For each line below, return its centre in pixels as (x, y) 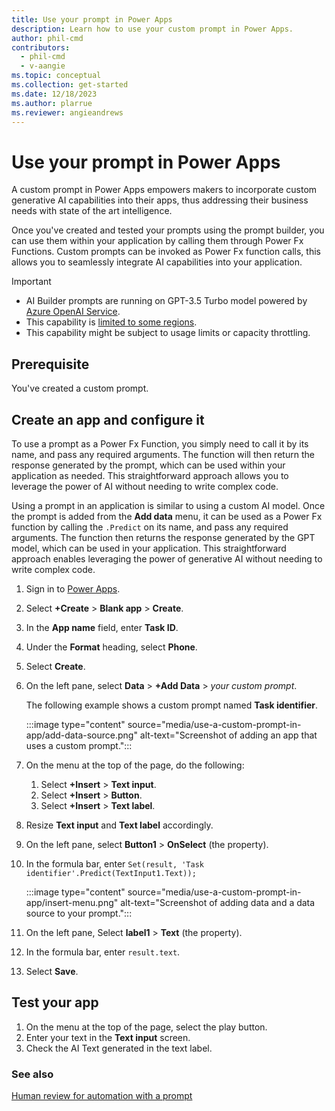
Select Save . (52, 971)
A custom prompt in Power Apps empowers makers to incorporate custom (164, 190)
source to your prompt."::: (79, 913)
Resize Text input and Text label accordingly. (119, 825)
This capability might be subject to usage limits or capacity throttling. (168, 333)
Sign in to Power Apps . (73, 588)
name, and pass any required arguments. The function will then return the (163, 454)
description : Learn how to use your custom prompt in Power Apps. (152, 29)
